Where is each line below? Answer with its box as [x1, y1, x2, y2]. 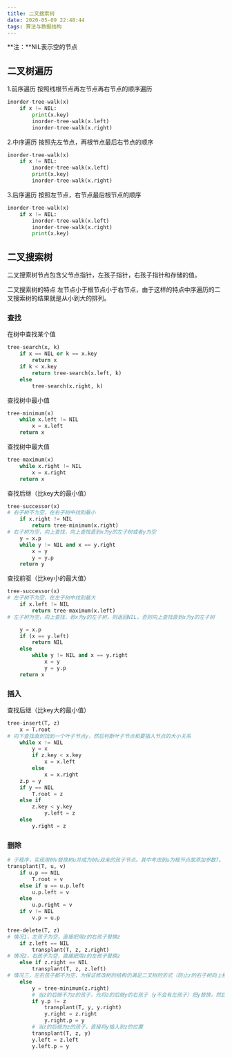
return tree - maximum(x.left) [32, 607, 116, 614]
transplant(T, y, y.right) [43, 1004, 122, 1011]
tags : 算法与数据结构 [7, 23, 62, 30]
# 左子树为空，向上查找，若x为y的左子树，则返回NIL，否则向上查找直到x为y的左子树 [7, 613, 215, 620]
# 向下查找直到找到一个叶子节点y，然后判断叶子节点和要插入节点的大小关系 [7, 732, 191, 739]
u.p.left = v [32, 889, 70, 896]
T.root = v [32, 876, 64, 883]
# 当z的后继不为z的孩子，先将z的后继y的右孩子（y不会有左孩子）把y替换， [32, 991, 216, 998]
